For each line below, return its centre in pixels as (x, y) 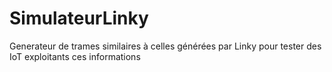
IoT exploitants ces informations (75, 56)
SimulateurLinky (79, 18)
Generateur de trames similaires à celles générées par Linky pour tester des (165, 46)
